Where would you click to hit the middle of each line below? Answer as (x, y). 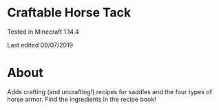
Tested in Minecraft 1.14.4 (43, 32)
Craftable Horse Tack (69, 13)
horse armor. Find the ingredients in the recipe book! (82, 99)
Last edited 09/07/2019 (40, 45)
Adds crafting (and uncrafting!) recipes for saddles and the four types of (109, 91)
